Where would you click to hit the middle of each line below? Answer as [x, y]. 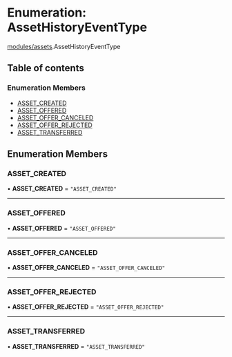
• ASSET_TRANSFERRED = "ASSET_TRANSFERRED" [76, 346]
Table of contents [46, 68]
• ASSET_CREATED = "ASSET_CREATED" [62, 189]
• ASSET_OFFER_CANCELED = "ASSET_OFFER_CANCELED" [86, 267]
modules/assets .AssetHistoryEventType [64, 46]
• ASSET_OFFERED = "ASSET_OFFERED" [61, 228]
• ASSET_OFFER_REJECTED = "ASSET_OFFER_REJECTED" [86, 307]
